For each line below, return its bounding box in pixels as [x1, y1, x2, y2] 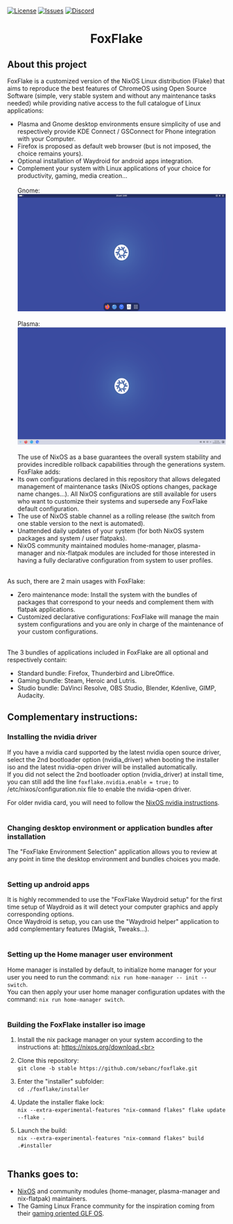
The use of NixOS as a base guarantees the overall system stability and [17, 453, 222, 461]
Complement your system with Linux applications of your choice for [17, 164, 212, 172]
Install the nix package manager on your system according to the [17, 1035, 203, 1043]
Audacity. [17, 691, 45, 700]
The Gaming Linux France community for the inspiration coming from [17, 1202, 215, 1210]
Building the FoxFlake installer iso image [7, 1020, 146, 1029]
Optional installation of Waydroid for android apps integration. [17, 157, 193, 165]
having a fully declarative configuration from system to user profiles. [17, 556, 213, 564]
